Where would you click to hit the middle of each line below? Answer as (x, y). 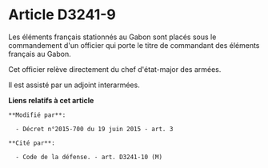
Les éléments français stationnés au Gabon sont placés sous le (112, 37)
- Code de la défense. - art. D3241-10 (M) (89, 157)
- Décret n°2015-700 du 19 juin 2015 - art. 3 (94, 129)
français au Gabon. (40, 54)
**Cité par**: (32, 143)
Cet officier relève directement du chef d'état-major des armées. (115, 69)
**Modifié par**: (37, 115)
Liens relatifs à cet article (51, 100)
